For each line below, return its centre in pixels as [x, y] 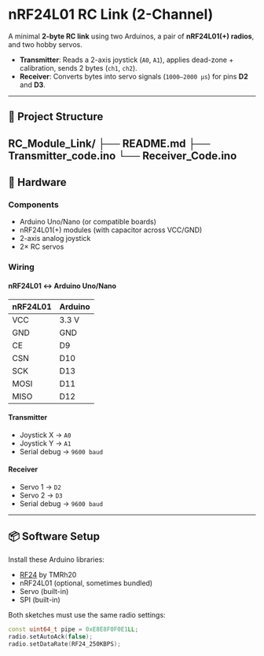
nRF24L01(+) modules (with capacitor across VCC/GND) [111, 230]
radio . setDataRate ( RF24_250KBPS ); [65, 644]
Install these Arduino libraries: [56, 559]
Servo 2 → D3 [41, 495]
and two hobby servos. [45, 44]
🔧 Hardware [37, 182]
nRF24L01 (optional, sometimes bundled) [86, 583]
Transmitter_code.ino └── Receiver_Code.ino [123, 156]
